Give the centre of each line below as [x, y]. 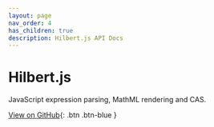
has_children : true [41, 30]
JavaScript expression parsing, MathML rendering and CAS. [107, 100]
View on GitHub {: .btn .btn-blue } [63, 115]
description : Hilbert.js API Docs [66, 38]
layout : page [30, 16]
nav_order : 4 [30, 23]
